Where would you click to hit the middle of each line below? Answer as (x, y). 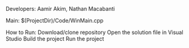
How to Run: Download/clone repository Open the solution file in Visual (94, 32)
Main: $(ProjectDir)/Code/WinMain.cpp (55, 20)
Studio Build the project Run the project (55, 39)
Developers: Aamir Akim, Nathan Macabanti (60, 9)
